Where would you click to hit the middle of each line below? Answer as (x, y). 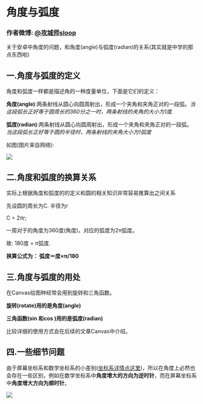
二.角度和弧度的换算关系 (51, 177)
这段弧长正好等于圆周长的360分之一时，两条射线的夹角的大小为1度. (90, 112)
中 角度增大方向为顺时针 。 (38, 383)
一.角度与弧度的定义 (43, 75)
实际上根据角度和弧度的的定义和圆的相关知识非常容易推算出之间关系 (91, 193)
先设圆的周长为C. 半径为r (37, 206)
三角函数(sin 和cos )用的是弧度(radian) (55, 318)
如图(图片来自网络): (30, 145)
